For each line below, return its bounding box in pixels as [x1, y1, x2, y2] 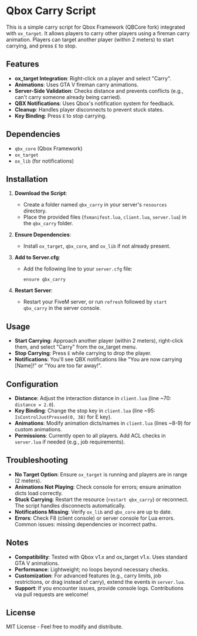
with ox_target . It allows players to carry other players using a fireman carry [6, 29, 190, 36]
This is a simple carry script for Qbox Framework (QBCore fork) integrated [6, 23, 186, 31]
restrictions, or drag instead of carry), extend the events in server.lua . [14, 578, 186, 585]
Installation [6, 174, 48, 184]
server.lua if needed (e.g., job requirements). [14, 438, 125, 445]
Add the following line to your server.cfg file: [23, 265, 133, 272]
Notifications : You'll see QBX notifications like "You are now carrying [14, 356, 182, 363]
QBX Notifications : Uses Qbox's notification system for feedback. [14, 100, 175, 107]
